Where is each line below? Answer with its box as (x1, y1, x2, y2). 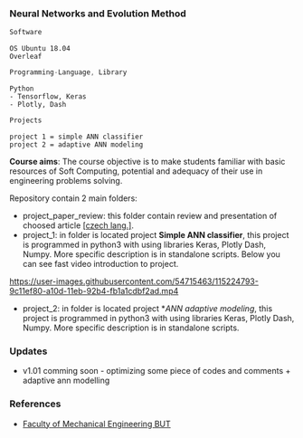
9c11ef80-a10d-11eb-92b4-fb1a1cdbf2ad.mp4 (9, 285, 179, 296)
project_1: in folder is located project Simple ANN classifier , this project (22, 229, 289, 240)
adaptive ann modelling (22, 375, 110, 386)
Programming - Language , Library (9, 68, 128, 77)
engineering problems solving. (9, 175, 123, 186)
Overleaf (9, 52, 43, 62)
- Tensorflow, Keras (9, 92, 88, 101)
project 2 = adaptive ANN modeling (9, 139, 144, 149)
